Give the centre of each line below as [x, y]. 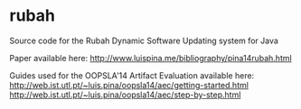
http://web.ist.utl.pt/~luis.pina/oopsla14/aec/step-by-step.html [125, 95]
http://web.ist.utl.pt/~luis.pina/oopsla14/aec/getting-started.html [129, 85]
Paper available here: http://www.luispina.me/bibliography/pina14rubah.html [150, 58]
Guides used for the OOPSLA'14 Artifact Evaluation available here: [132, 75]
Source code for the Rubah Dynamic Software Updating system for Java [144, 41]
